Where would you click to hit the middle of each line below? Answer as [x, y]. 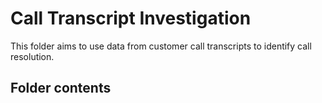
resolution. [32, 56]
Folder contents [61, 88]
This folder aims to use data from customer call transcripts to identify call [161, 46]
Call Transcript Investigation [131, 18]
